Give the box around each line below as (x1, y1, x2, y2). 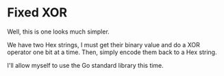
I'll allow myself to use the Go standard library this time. (7, 61, 164, 69)
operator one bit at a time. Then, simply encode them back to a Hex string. (7, 48, 217, 56)
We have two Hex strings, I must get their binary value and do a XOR (7, 40, 200, 49)
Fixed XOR (7, 5, 67, 21)
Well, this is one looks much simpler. (7, 27, 110, 36)
